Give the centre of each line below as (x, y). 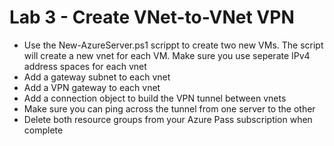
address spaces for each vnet (85, 66)
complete (43, 130)
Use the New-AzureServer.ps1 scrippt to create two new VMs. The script (173, 45)
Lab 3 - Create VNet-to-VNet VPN (152, 17)
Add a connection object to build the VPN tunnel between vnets (155, 98)
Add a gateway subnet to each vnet (97, 77)
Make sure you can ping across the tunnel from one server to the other (169, 108)
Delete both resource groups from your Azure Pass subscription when (168, 119)
